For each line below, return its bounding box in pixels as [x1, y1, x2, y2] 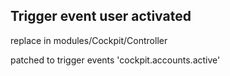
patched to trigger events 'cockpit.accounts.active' [10, 54, 221, 66]
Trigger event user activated [10, 8, 192, 25]
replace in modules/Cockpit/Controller [10, 34, 168, 46]
